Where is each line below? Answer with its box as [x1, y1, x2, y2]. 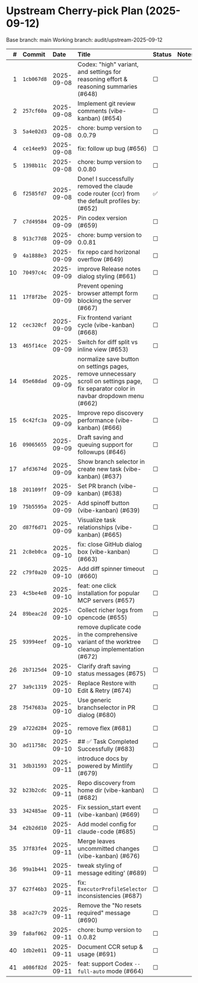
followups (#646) [77, 448, 127, 456]
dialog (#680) [77, 711, 117, 719]
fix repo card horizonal [77, 248, 140, 256]
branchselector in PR [77, 703, 136, 711]
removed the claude [77, 182, 133, 190]
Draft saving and [77, 433, 124, 441]
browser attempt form [77, 289, 138, 297]
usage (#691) [77, 950, 117, 958]
